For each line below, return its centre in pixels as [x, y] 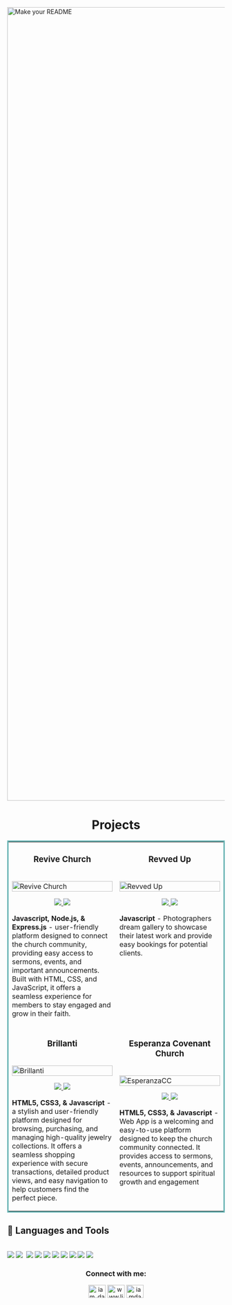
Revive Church [62, 859]
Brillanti [62, 1044]
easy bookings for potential [164, 944]
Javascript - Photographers [166, 918]
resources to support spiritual [167, 1173]
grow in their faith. [41, 1014]
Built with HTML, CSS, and [55, 979]
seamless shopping [43, 1154]
